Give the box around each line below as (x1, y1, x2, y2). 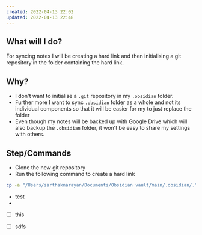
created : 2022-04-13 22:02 (6, 8, 74, 15)
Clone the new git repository (14, 163, 86, 171)
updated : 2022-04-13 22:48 (6, 14, 74, 20)
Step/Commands (6, 148, 72, 158)
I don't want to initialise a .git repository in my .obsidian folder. (14, 93, 174, 100)
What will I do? (6, 37, 63, 47)
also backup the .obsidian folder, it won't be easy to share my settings (14, 124, 191, 132)
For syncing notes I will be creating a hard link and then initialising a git (6, 52, 182, 60)
